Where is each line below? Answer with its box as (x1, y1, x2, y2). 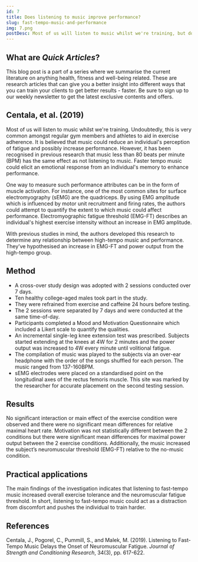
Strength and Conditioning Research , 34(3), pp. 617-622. (6, 549, 145, 556)
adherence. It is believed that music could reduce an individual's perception (6, 138, 190, 145)
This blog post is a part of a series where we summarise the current (6, 68, 171, 75)
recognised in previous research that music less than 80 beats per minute (6, 151, 185, 158)
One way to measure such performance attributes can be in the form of (6, 181, 180, 188)
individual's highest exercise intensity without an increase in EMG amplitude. (6, 219, 192, 226)
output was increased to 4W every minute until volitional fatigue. (14, 344, 171, 351)
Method (6, 266, 36, 276)
